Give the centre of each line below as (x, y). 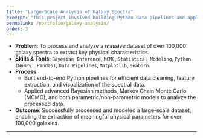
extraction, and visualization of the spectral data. (85, 85)
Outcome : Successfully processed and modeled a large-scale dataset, (103, 110)
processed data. (44, 104)
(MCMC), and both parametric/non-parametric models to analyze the (110, 97)
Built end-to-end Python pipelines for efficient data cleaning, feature (109, 78)
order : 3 (17, 29)
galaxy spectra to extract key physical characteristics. (82, 53)
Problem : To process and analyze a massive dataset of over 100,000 (100, 46)
